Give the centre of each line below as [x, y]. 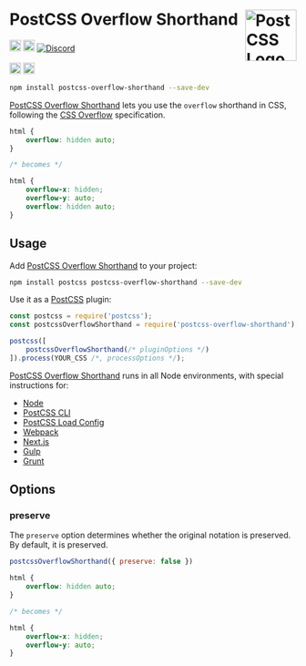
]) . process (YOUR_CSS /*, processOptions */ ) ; [97, 358]
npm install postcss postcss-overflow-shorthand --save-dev [126, 282]
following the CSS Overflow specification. [87, 115]
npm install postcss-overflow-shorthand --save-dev [109, 87]
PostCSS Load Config [63, 422]
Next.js [36, 441]
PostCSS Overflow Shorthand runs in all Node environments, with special [147, 375]
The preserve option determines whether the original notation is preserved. [150, 535]
